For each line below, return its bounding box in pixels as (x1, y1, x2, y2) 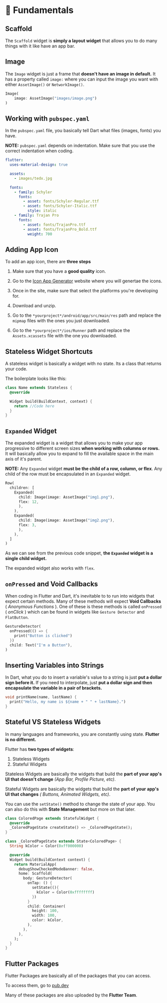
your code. (5, 366, 27, 372)
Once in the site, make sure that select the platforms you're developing (12, 288, 158, 294)
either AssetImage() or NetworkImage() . (5, 81, 85, 87)
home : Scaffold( (18, 871, 52, 876)
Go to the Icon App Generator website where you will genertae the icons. (12, 278, 163, 284)
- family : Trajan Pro (14, 213, 59, 218)
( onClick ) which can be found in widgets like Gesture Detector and (5, 609, 145, 615)
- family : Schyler (14, 190, 52, 195)
